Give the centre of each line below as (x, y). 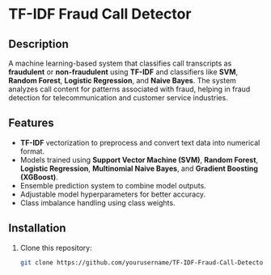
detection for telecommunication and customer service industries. (118, 97)
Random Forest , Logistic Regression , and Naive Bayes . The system (123, 80)
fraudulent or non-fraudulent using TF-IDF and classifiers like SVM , (123, 72)
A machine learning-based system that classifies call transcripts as (120, 63)
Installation (37, 228)
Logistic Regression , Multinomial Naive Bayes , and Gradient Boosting (139, 168)
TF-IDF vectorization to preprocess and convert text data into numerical (140, 142)
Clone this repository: (56, 247)
